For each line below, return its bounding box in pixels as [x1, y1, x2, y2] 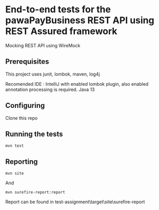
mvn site [5, 171, 24, 176]
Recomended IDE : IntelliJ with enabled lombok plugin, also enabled [5, 81, 149, 87]
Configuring [5, 101, 45, 110]
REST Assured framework [5, 26, 117, 37]
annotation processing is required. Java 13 [5, 86, 95, 92]
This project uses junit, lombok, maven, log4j [5, 71, 100, 77]
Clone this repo [5, 114, 38, 121]
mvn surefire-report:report [5, 190, 66, 195]
